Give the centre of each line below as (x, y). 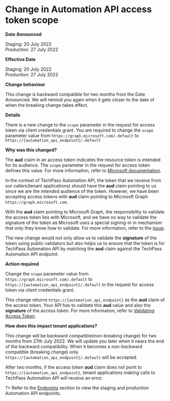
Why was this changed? (31, 150)
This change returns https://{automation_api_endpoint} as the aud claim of (85, 300)
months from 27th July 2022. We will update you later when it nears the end (84, 341)
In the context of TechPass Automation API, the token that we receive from (83, 180)
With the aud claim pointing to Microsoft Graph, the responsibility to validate (85, 211)
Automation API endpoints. (33, 393)
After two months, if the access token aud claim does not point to (74, 367)
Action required (22, 264)
